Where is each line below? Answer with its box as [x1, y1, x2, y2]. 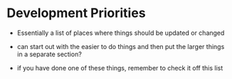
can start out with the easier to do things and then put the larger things [16, 42, 225, 51]
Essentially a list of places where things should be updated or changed [16, 28, 225, 37]
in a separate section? [16, 50, 83, 58]
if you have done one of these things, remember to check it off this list [16, 63, 223, 72]
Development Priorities [6, 5, 147, 21]
